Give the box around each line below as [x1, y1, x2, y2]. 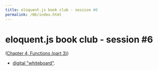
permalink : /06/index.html [5, 12, 62, 17]
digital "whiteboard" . [12, 60, 55, 66]
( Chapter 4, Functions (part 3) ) [5, 50, 69, 56]
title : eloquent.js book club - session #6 [5, 7, 98, 13]
